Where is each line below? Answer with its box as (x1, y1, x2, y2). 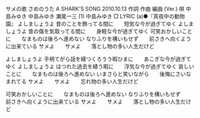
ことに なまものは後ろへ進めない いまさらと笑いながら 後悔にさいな (5, 71, 192, 77)
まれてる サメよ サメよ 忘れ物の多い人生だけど (5, 78, 139, 85)
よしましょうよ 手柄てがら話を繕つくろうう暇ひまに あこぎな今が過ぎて (5, 56, 192, 62)
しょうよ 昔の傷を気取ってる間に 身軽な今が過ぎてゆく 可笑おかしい (5, 28, 183, 35)
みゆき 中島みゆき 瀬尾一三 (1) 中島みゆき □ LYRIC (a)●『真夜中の (10, 13, 175, 20)
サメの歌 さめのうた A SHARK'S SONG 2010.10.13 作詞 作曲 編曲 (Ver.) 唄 (5, 5, 184, 12)
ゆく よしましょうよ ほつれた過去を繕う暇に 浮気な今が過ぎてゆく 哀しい (5, 63, 195, 70)
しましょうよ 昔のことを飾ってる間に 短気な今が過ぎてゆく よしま (22, 20, 195, 27)
